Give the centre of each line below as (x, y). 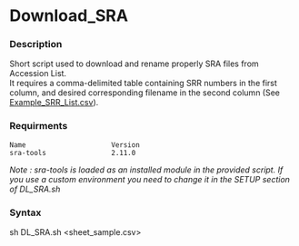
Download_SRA (69, 16)
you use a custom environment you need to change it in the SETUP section (150, 179)
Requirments (39, 126)
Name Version (75, 145)
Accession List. (38, 74)
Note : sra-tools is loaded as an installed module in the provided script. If (146, 170)
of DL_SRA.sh (35, 189)
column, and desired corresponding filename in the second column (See (145, 93)
